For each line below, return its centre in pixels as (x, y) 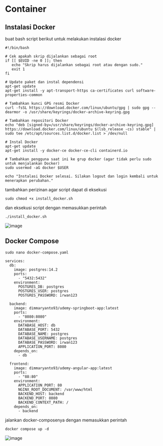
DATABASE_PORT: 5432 (39, 329)
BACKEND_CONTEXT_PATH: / (43, 402)
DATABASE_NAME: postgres (43, 334)
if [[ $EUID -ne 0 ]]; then (34, 61)
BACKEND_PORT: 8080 (38, 398)
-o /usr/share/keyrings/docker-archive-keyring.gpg (76, 112)
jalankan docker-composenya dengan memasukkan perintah (66, 420)
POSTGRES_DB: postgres (41, 287)
